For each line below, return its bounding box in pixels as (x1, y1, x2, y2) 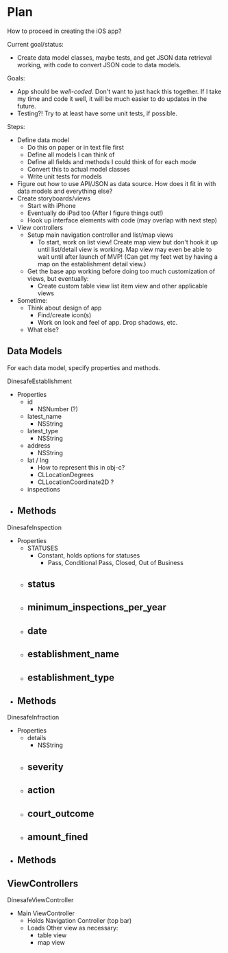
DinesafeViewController (7, 896, 74, 904)
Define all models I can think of (27, 150, 115, 159)
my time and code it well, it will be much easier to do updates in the (16, 94, 207, 103)
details (27, 734, 47, 742)
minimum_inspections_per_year (27, 601, 166, 613)
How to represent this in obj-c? (37, 463, 125, 471)
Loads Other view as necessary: (27, 924, 118, 932)
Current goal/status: (7, 40, 64, 48)
